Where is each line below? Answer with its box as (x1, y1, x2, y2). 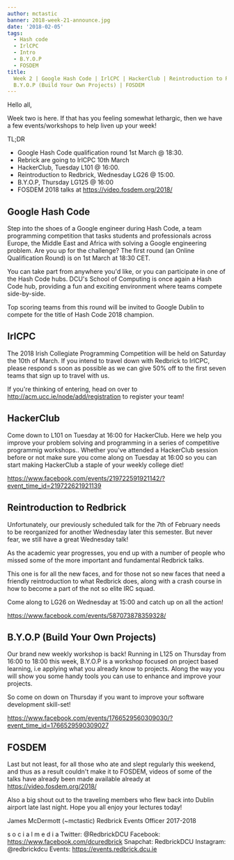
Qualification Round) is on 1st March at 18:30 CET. (7, 254, 151, 262)
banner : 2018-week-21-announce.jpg (7, 17, 111, 24)
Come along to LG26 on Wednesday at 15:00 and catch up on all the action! (7, 597, 224, 606)
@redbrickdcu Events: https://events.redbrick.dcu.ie (7, 845, 157, 854)
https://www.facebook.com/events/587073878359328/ (7, 611, 166, 620)
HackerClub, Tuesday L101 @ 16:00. (17, 163, 120, 171)
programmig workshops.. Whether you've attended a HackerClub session (7, 445, 218, 454)
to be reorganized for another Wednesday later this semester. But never (7, 528, 213, 536)
